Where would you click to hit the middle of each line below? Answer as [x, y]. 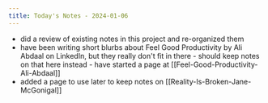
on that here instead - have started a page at [95, 64]
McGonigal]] [41, 90]
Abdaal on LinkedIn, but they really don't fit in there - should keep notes [140, 56]
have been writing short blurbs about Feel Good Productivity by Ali [131, 47]
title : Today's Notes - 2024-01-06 [68, 16]
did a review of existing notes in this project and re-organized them [132, 39]
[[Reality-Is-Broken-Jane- [208, 81]
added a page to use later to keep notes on [92, 81]
